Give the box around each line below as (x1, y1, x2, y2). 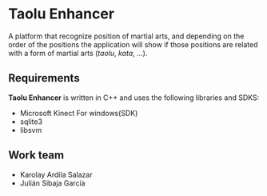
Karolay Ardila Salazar (19, 170, 94, 179)
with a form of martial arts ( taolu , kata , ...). (8, 48, 148, 58)
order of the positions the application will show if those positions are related (8, 39, 258, 49)
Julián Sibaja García (19, 178, 86, 188)
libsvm (19, 125, 42, 134)
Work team (8, 149, 65, 162)
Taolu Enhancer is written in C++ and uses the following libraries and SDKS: (8, 93, 260, 102)
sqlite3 (19, 117, 42, 126)
